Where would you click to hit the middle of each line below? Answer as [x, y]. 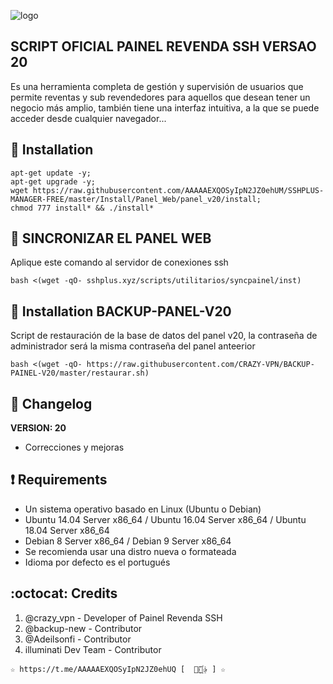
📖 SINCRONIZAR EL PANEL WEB [111, 238]
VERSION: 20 [38, 428]
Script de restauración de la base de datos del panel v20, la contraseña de [164, 336]
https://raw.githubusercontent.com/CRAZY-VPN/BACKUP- [200, 365]
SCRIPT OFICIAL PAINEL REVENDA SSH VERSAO [163, 46]
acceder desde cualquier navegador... [88, 118]
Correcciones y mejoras [74, 447]
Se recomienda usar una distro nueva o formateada [130, 551]
